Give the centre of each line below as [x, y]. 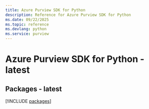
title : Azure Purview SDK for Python [45, 10]
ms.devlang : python [26, 29]
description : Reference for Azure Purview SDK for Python [68, 15]
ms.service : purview [27, 34]
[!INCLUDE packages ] [28, 101]
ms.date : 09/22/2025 [27, 19]
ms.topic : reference [27, 24]
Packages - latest [34, 89]
